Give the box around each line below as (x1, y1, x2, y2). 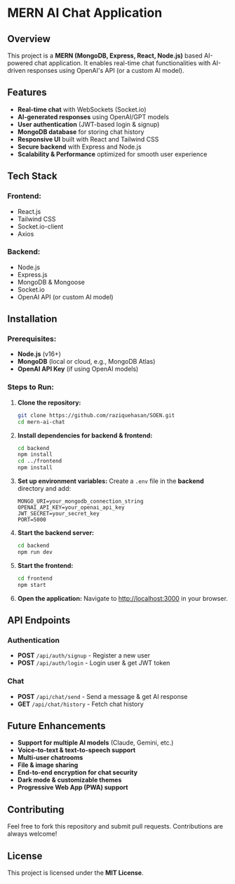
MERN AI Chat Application (7, 5, 163, 21)
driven (7, 67, 26, 74)
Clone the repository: (17, 398, 81, 407)
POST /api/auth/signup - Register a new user (17, 651, 151, 660)
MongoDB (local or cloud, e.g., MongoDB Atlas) (17, 358, 156, 366)
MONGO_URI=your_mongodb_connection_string (17, 498, 144, 505)
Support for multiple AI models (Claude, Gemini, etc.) (17, 738, 174, 747)
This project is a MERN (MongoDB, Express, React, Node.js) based (7, 51, 203, 60)
